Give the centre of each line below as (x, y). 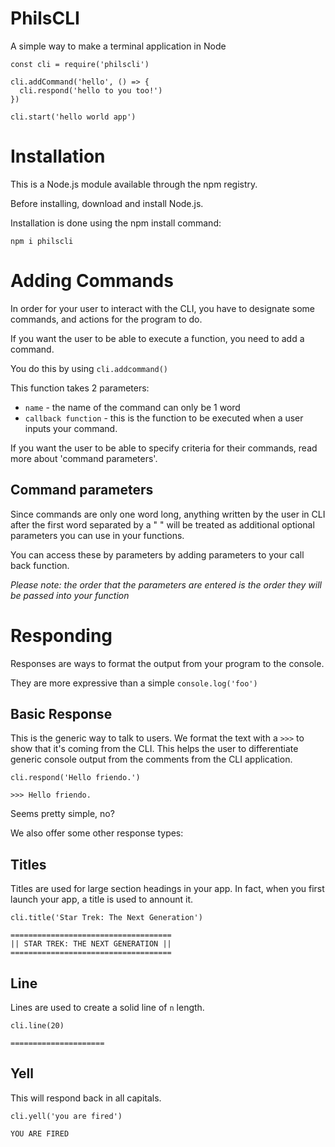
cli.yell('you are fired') (66, 1116)
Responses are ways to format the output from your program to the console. (167, 663)
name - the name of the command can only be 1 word (132, 407)
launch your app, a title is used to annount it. (102, 899)
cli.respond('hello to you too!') (91, 90)
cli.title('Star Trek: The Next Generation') (106, 918)
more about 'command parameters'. (84, 458)
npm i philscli (42, 241)
